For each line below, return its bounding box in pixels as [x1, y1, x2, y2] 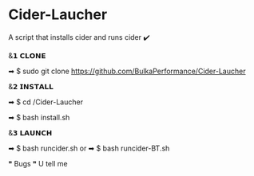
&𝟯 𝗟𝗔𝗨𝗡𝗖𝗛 [8, 127, 53, 137]
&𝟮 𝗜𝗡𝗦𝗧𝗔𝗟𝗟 [8, 81, 54, 91]
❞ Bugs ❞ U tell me [8, 158, 68, 168]
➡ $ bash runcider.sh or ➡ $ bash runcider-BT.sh [8, 143, 170, 153]
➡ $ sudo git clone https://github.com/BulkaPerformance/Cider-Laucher [8, 66, 246, 76]
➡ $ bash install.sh [8, 112, 70, 122]
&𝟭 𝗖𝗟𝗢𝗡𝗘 [8, 50, 46, 61]
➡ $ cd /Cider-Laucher [8, 97, 84, 107]
